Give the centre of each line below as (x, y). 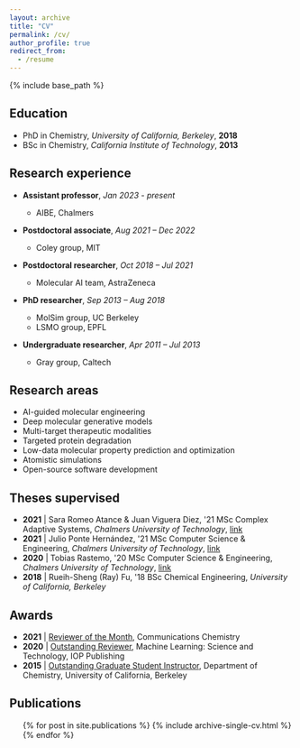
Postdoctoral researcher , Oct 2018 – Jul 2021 (108, 265)
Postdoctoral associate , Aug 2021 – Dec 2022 (109, 230)
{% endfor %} (48, 734)
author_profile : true (50, 43)
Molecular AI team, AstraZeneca (95, 282)
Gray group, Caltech (73, 362)
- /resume (36, 60)
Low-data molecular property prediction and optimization (129, 450)
